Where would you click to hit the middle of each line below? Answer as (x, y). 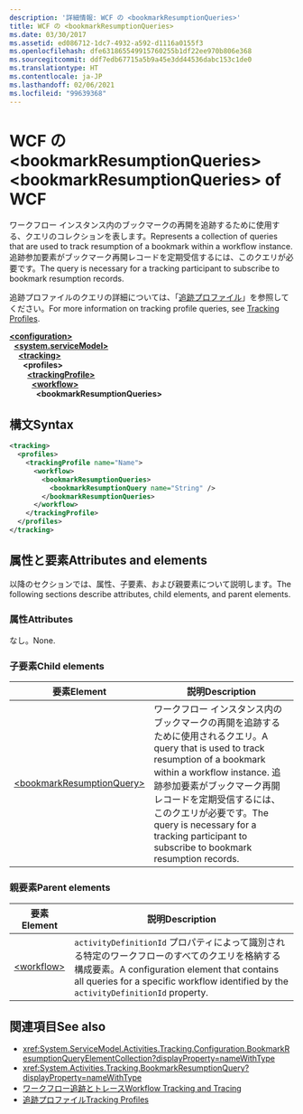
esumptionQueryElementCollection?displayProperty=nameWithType (148, 1059)
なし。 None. (32, 640)
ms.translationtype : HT (54, 69)
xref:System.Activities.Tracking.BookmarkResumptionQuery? (136, 1068)
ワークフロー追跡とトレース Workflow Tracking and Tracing (132, 1089)
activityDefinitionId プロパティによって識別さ (175, 942)
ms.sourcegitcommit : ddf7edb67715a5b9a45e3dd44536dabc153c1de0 (131, 60)
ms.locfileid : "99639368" (58, 93)
